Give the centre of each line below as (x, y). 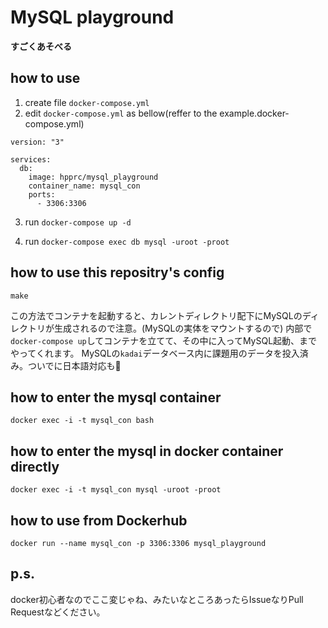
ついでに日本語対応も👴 (74, 365)
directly (35, 466)
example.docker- (254, 113)
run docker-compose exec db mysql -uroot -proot (127, 241)
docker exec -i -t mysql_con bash (82, 421)
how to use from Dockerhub (99, 520)
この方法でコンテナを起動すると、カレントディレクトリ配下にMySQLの (156, 315)
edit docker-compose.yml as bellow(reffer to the (121, 113)
